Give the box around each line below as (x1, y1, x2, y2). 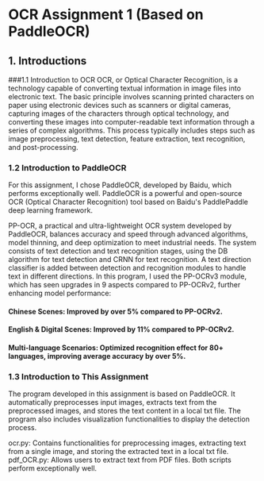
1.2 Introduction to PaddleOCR (8, 162, 127, 173)
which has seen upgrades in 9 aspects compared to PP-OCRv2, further (8, 280, 241, 290)
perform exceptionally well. (8, 464, 98, 473)
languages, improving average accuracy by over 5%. (8, 352, 186, 361)
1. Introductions (8, 54, 87, 67)
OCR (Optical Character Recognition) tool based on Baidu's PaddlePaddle (8, 197, 248, 207)
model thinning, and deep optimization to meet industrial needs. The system (8, 238, 257, 248)
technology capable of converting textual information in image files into (8, 83, 242, 93)
